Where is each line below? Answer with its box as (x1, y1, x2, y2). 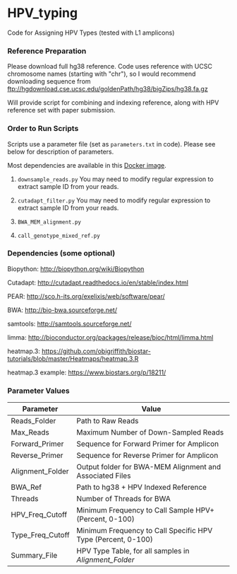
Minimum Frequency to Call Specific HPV (76, 526, 213, 536)
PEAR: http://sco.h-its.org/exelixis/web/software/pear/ (7, 292, 165, 300)
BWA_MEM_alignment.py (17, 218, 81, 226)
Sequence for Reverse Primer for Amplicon (76, 451, 219, 461)
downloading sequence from (7, 77, 91, 86)
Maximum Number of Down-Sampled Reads (76, 427, 224, 437)
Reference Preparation (7, 46, 87, 56)
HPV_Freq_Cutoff (11, 510, 68, 520)
